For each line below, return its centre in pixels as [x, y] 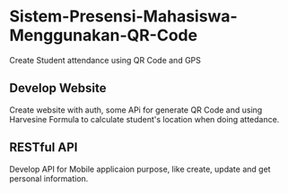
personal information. [49, 178]
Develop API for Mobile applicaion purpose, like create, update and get [140, 169]
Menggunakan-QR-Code [104, 35]
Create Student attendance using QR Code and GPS [105, 60]
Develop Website [58, 88]
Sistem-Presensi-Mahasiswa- [123, 17]
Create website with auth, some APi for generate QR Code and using [136, 110]
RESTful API [44, 148]
